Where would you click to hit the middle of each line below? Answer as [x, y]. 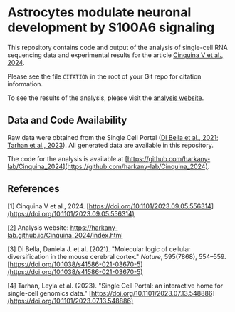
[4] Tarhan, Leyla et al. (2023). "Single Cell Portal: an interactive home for [115, 286]
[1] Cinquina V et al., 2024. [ [48, 206]
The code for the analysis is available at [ [68, 158]
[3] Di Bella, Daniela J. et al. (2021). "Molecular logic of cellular [99, 249]
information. [25, 84]
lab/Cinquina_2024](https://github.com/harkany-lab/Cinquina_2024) [108, 166]
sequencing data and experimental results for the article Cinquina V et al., [115, 55]
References [33, 189]
